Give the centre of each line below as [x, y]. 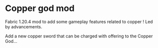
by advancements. [24, 26]
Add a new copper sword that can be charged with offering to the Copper [79, 36]
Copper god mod [40, 8]
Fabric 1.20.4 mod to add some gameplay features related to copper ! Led [79, 22]
